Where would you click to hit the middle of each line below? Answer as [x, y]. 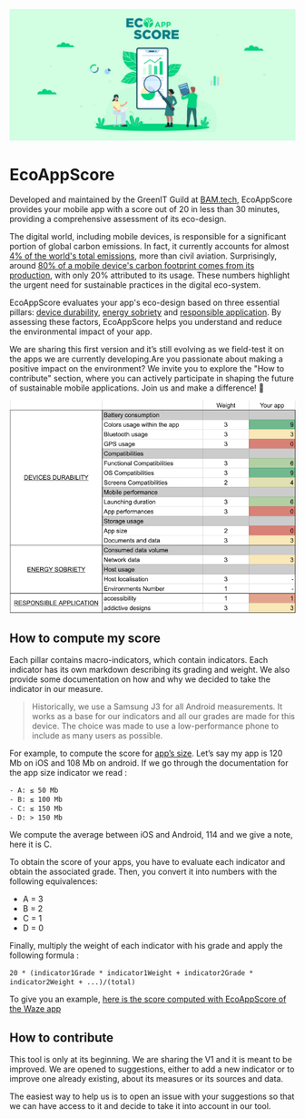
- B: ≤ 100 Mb [36, 800]
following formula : [44, 955]
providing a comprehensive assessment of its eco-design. [118, 219]
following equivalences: [54, 881]
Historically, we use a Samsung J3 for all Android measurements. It [157, 707]
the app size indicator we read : [69, 773]
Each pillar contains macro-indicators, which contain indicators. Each [139, 660]
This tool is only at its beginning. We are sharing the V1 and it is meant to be [151, 1060]
